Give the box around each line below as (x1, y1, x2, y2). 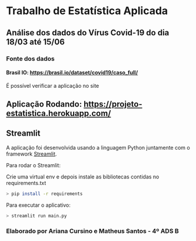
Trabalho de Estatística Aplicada (6, 4, 168, 18)
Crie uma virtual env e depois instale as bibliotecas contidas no (6, 173, 160, 180)
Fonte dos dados (6, 54, 55, 62)
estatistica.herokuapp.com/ (6, 108, 111, 118)
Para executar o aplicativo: (6, 202, 71, 209)
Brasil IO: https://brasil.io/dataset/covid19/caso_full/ (6, 69, 138, 76)
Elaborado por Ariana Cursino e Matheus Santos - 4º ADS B (6, 227, 180, 235)
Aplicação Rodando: (6, 99, 82, 110)
